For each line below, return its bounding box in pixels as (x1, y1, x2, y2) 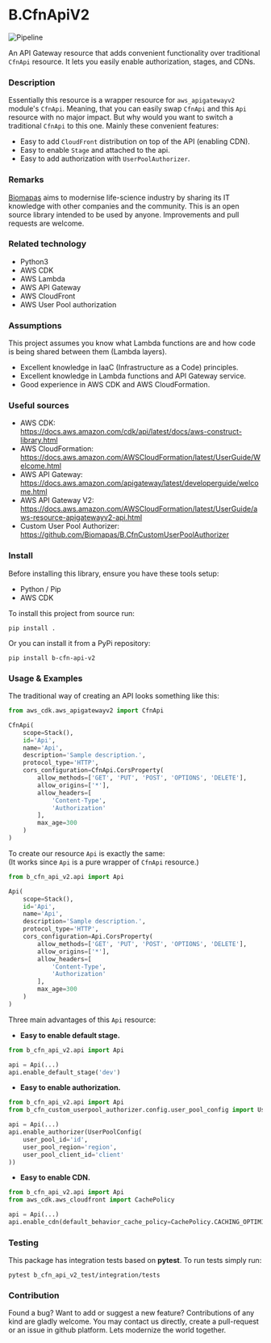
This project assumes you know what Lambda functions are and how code (8, 338, 256, 348)
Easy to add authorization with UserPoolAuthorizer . (19, 154, 190, 163)
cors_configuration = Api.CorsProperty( (23, 932, 153, 941)
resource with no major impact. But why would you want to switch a (8, 112, 234, 122)
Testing (8, 1237, 39, 1248)
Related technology (8, 239, 87, 250)
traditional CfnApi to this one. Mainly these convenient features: (8, 121, 219, 131)
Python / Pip (19, 584, 62, 593)
